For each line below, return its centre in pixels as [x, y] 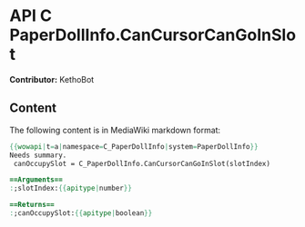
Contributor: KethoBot [52, 79]
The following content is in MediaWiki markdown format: [115, 130]
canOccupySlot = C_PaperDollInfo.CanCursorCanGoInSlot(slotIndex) [142, 163]
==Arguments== [36, 180]
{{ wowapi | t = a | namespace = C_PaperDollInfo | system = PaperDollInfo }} [134, 146]
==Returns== [32, 205]
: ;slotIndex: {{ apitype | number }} [71, 188]
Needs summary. [38, 155]
